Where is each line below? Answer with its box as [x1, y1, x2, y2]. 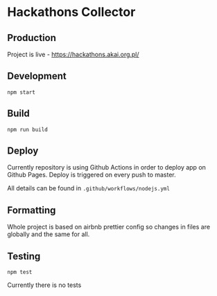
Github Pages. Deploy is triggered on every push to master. [7, 171, 177, 179]
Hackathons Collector [7, 4, 136, 20]
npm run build [7, 126, 49, 133]
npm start [7, 88, 36, 96]
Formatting [7, 204, 56, 216]
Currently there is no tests [7, 281, 82, 289]
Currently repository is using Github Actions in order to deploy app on [7, 163, 207, 172]
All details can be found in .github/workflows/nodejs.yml [7, 184, 170, 192]
